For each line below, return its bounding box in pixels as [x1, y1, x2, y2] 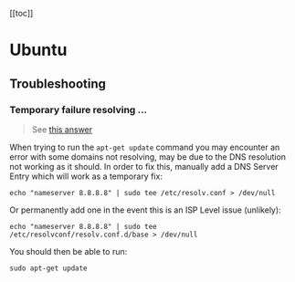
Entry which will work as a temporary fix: [9, 171, 163, 182]
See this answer [31, 123, 93, 135]
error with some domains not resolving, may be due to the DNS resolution [9, 151, 286, 162]
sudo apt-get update [9, 264, 89, 273]
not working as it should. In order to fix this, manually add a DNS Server [9, 161, 279, 172]
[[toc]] [9, 8, 34, 18]
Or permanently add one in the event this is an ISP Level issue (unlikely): [9, 204, 281, 215]
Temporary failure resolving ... [9, 103, 148, 116]
